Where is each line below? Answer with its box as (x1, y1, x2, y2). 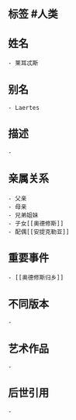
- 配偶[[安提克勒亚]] (8, 228, 70, 236)
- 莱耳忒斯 (8, 60, 39, 68)
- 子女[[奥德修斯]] (8, 219, 64, 228)
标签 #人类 (8, 7, 58, 21)
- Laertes (8, 104, 40, 112)
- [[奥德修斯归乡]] (8, 274, 64, 282)
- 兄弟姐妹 (8, 211, 39, 219)
